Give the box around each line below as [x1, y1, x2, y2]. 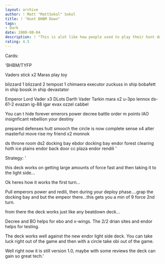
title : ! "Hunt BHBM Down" [5, 16, 60, 21]
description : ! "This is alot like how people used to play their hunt [5, 35, 155, 40]
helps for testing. [5, 223, 39, 229]
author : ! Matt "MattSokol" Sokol [5, 12, 76, 17]
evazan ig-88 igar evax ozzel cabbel [15, 101, 89, 107]
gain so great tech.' [5, 253, 44, 259]
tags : [5, 21, 16, 26]
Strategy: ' [5, 155, 26, 161]
